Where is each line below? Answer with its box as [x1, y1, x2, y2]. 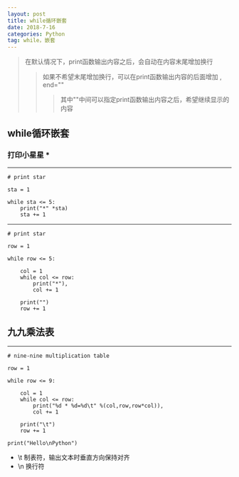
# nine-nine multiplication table [7, 352, 110, 359]
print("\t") [20, 421, 55, 428]
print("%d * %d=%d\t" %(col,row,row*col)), [33, 402, 164, 409]
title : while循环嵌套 [7, 17, 68, 24]
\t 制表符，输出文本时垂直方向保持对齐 [17, 453, 130, 461]
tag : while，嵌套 [7, 37, 55, 44]
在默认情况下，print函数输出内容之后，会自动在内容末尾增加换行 [24, 58, 213, 66]
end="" [42, 81, 64, 89]
